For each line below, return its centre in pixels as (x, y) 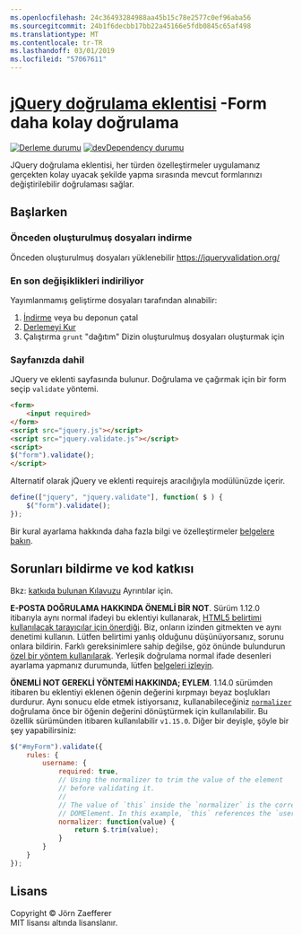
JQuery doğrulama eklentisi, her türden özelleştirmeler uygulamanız (135, 165)
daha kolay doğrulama (95, 123)
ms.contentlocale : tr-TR (56, 43)
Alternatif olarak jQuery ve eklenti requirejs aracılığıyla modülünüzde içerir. (148, 481)
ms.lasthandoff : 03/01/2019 (63, 51)
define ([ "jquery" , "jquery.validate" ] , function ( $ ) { (116, 498)
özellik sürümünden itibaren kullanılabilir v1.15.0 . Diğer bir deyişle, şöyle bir (150, 721)
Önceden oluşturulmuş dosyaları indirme (101, 238)
